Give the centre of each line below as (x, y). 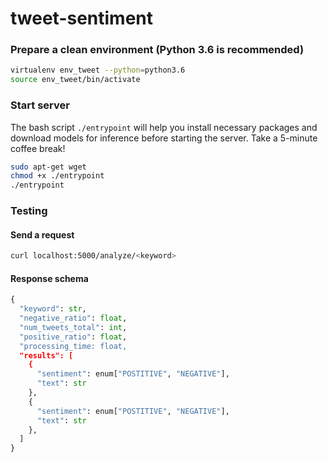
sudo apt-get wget (48, 167)
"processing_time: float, (73, 346)
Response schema (49, 278)
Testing (29, 211)
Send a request (42, 234)
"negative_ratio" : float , (73, 318)
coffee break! (38, 148)
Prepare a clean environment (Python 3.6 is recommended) (157, 50)
